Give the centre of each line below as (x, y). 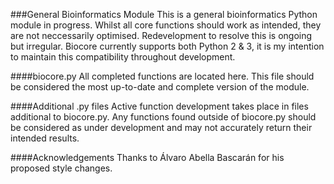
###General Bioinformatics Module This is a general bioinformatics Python (164, 14)
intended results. (45, 138)
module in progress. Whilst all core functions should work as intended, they (166, 25)
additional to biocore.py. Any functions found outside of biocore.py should (163, 117)
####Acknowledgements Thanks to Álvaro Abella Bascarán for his (147, 157)
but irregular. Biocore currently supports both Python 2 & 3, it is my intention (167, 46)
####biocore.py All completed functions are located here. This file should (162, 76)
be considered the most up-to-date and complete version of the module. (160, 87)
